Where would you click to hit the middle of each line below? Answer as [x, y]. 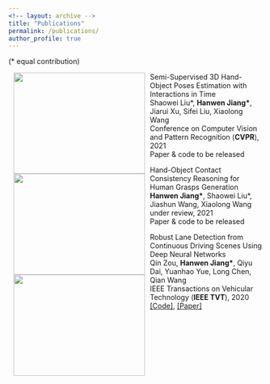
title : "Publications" [46, 23]
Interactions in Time [183, 95]
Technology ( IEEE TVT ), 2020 [200, 297]
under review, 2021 [181, 213]
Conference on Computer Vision [204, 129]
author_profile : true [45, 38]
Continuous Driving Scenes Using [206, 246]
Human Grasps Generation [194, 188]
